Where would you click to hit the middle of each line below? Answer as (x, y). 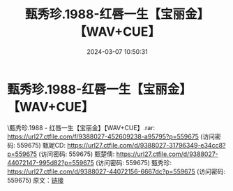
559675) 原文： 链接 (36, 180)
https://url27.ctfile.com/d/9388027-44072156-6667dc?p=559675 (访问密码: (116, 171)
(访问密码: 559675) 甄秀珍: (134, 162)
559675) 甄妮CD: (41, 145)
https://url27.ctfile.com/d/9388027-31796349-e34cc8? (146, 145)
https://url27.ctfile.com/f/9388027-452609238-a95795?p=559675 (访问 (111, 136)
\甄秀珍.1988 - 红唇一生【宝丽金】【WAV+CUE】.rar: (81, 127)
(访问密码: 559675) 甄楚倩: (76, 154)
